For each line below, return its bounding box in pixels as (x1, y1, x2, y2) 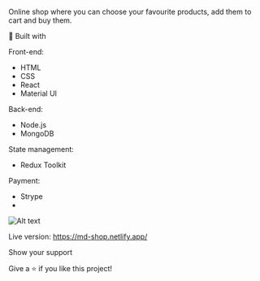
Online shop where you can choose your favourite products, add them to (8, 7, 252, 16)
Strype (19, 192, 43, 201)
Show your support (8, 248, 73, 257)
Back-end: (8, 105, 43, 114)
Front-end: (8, 47, 45, 56)
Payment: (8, 176, 41, 185)
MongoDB (19, 129, 54, 138)
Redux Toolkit (19, 160, 67, 170)
